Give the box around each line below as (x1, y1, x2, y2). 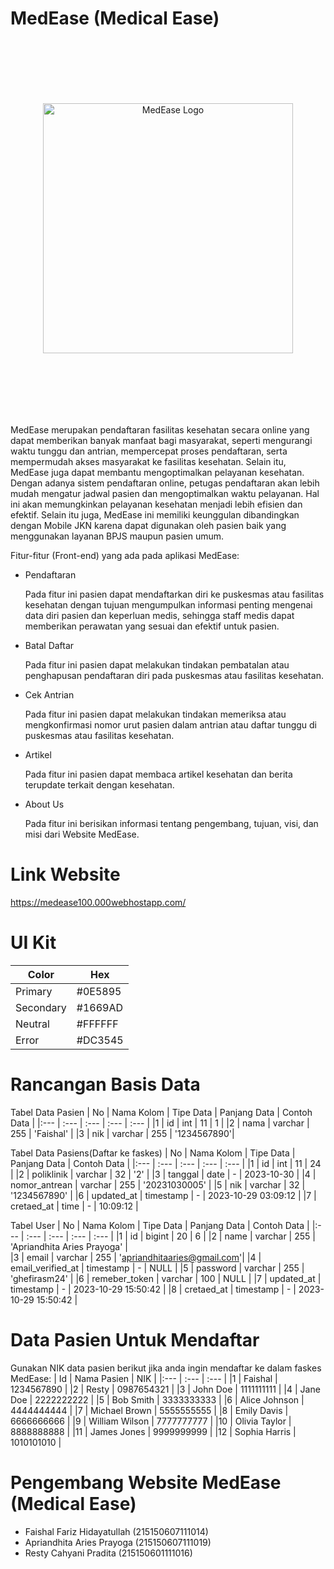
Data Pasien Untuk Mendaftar (10, 1328, 260, 1351)
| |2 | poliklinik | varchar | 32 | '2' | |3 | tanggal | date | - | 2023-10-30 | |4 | (10, 1168, 317, 1180)
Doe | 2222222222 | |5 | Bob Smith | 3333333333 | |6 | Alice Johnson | (10, 1393, 305, 1406)
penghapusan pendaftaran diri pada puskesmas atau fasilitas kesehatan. (24, 669, 324, 681)
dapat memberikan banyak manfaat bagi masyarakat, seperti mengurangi (10, 434, 313, 446)
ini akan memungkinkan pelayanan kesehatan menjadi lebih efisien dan (10, 498, 303, 510)
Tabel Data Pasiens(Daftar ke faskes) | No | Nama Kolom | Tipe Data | (10, 1147, 296, 1159)
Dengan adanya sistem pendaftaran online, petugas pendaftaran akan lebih (10, 477, 320, 489)
